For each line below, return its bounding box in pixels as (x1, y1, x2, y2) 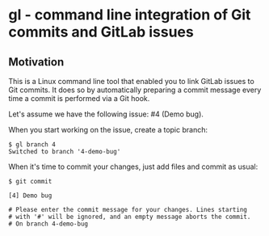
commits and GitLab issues (8, 23, 194, 41)
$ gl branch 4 (8, 141, 57, 149)
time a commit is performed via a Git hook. (8, 94, 150, 103)
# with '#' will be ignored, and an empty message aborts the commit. (8, 213, 251, 221)
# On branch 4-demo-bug (8, 220, 89, 228)
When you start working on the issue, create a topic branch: (8, 125, 208, 134)
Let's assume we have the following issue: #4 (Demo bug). (8, 109, 204, 119)
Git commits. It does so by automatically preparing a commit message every (8, 85, 262, 95)
